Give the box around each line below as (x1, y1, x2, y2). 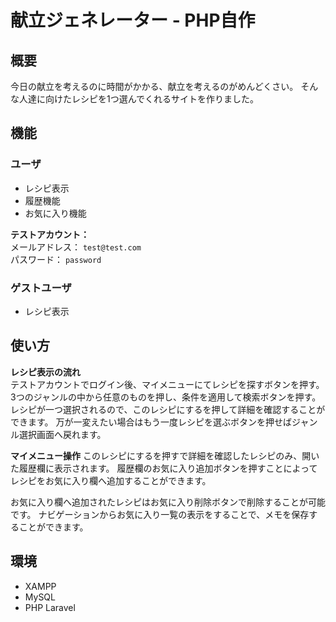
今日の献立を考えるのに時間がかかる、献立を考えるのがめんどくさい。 (10, 81, 299, 92)
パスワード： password (10, 253, 102, 265)
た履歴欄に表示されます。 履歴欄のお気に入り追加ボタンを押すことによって (10, 462, 318, 474)
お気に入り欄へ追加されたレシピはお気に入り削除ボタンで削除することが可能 (10, 496, 326, 508)
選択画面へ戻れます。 (18, 428, 107, 440)
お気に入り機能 (24, 207, 87, 219)
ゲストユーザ (10, 281, 72, 295)
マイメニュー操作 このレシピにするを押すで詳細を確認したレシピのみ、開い (10, 449, 320, 461)
